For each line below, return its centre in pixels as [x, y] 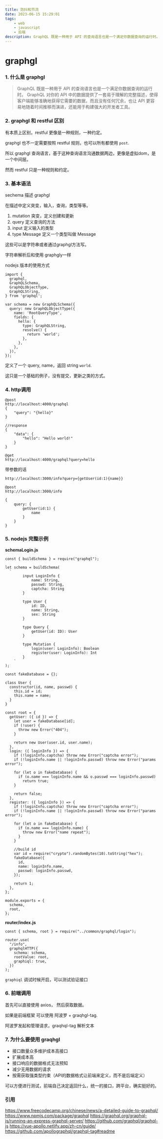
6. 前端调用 [18, 993]
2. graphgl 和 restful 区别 [35, 121]
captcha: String [48, 589]
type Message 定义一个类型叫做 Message [54, 234]
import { [14, 274]
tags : [10, 19]
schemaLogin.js [22, 550]
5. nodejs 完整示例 [27, 539]
